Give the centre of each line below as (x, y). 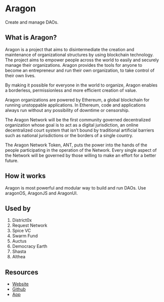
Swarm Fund (25, 236)
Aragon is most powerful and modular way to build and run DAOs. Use (76, 188)
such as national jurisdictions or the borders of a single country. (69, 135)
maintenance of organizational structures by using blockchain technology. (79, 55)
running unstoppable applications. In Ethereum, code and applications (75, 105)
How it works (25, 176)
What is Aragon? (31, 38)
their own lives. (20, 75)
